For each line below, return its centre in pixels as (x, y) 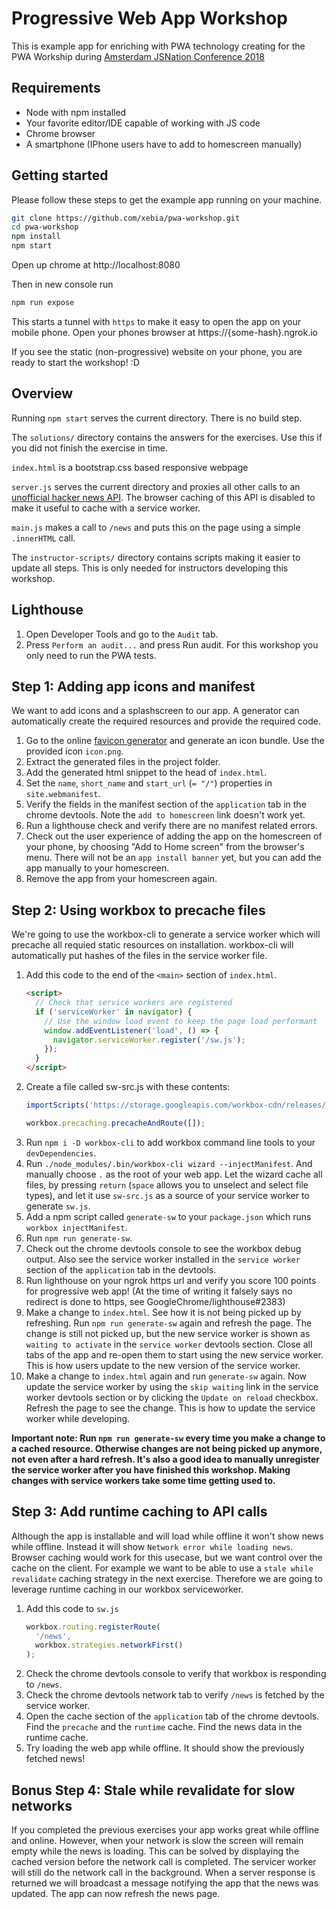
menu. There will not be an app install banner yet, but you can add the (173, 858)
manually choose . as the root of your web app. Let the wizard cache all (174, 1174)
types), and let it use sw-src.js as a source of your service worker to (167, 1195)
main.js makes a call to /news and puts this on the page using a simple (156, 527)
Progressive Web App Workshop (149, 18)
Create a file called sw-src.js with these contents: (128, 1087)
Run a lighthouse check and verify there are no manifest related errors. (171, 826)
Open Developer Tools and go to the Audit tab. (122, 634)
